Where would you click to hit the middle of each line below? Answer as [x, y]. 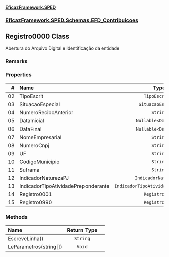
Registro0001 [36, 194]
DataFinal [30, 129]
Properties [18, 75]
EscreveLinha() [26, 238]
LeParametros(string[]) [35, 247]
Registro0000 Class [37, 36]
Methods [16, 217]
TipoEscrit [31, 96]
